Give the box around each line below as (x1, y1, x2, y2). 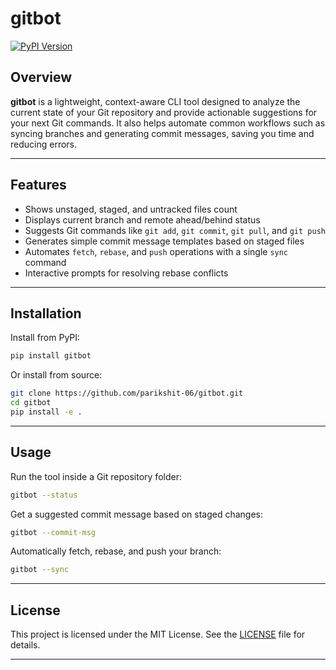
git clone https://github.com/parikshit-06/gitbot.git (10, 388, 244, 399)
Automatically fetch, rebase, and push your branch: (10, 545, 222, 557)
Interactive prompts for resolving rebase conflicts (24, 267, 229, 279)
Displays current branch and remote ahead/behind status (24, 213, 261, 226)
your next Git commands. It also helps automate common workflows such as (10, 117, 326, 129)
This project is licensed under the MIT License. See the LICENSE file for (10, 628, 306, 641)
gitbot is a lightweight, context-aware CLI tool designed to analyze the (10, 95, 301, 107)
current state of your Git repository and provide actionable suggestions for (10, 106, 318, 118)
